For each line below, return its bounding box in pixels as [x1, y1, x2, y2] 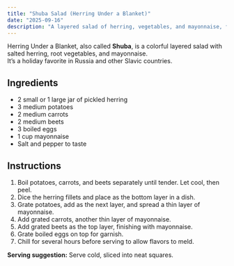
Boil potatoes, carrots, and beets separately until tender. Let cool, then [17, 178, 219, 186]
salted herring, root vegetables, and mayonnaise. [7, 49, 148, 58]
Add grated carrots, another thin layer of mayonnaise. [17, 215, 172, 223]
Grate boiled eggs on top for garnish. [17, 230, 124, 238]
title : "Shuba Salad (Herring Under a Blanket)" [7, 10, 151, 17]
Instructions [7, 160, 61, 172]
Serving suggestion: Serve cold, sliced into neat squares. [7, 251, 174, 259]
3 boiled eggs [17, 125, 57, 133]
